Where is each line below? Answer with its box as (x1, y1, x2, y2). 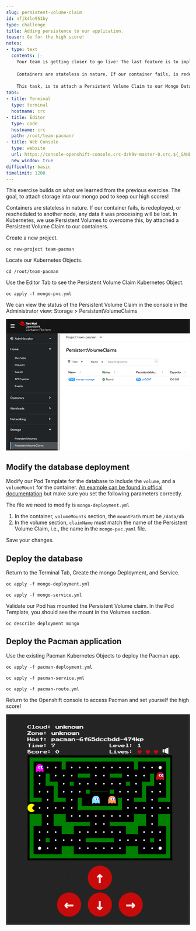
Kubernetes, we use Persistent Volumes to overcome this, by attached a (6, 217, 179, 224)
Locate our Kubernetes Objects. (6, 256, 83, 263)
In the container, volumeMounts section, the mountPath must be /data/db (14, 513, 184, 520)
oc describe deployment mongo (6, 621, 80, 627)
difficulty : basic (6, 164, 51, 170)
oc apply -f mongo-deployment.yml (6, 581, 90, 587)
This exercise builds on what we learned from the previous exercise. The (6, 187, 181, 194)
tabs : (6, 90, 19, 96)
